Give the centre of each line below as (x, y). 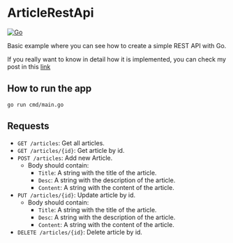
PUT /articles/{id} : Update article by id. (76, 195)
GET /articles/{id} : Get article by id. (71, 150)
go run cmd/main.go (36, 105)
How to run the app (50, 89)
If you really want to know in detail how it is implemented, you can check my (117, 59)
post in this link (29, 66)
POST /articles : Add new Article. (65, 158)
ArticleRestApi (51, 13)
